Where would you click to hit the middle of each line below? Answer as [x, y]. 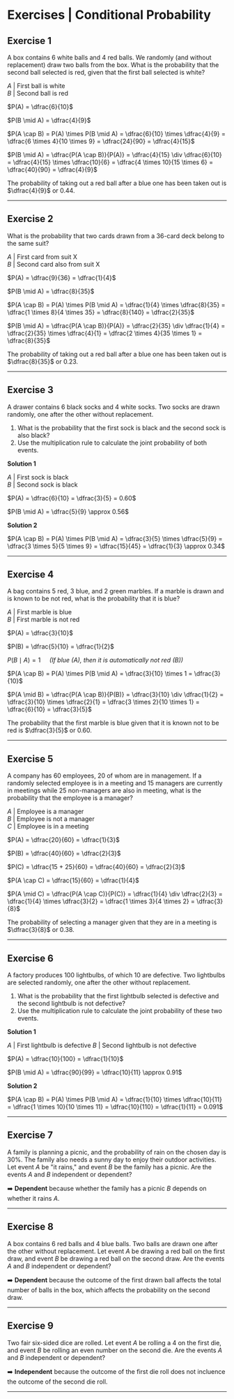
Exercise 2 [30, 219]
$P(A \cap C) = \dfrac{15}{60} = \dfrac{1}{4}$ [73, 880]
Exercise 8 [31, 1227]
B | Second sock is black [42, 484]
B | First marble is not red [44, 620]
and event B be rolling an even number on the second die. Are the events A [115, 1350]
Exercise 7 [30, 1135]
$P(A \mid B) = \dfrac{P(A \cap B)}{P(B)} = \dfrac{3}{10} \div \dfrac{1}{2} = [116, 695]
